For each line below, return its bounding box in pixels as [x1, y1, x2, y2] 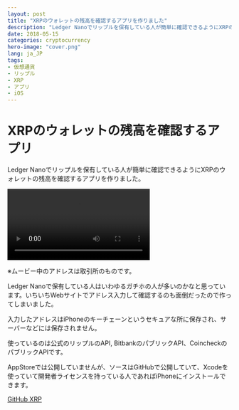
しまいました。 [13, 300, 58, 308]
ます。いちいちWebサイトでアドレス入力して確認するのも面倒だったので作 [7, 291, 225, 300]
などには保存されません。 [26, 324, 101, 332]
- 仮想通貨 [7, 63, 36, 70]
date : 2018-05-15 [7, 30, 59, 38]
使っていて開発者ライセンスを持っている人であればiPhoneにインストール [7, 372, 220, 381]
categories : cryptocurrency [7, 37, 91, 44]
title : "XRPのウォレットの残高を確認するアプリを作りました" [7, 17, 168, 24]
